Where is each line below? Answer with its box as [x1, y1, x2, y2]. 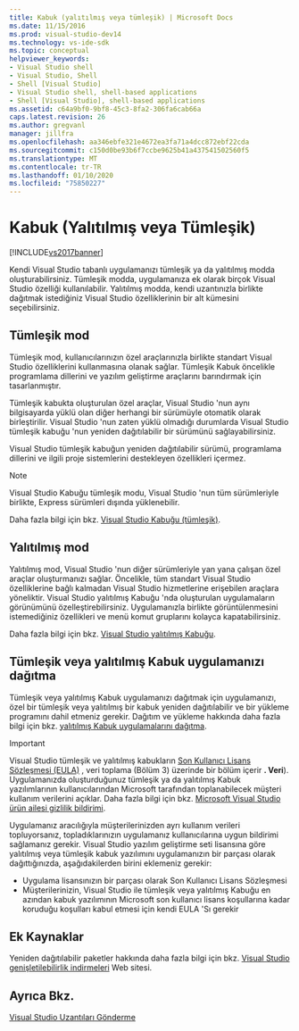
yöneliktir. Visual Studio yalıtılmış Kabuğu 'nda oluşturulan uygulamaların [9, 592, 275, 603]
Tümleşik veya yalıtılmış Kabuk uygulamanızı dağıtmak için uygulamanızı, [9, 692, 277, 703]
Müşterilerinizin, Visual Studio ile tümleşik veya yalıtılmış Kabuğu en [21, 885, 271, 895]
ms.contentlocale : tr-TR [9, 162, 102, 171]
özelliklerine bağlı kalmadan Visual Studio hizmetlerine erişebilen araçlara [9, 582, 279, 594]
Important [9, 737, 46, 748]
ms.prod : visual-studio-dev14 [9, 29, 122, 38]
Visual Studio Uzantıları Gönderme [9, 1012, 137, 1023]
